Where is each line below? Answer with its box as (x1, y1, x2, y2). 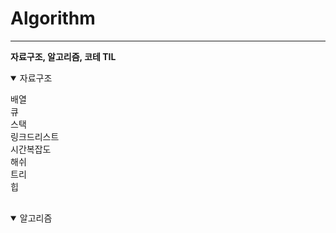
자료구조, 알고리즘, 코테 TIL (10, 50, 117, 62)
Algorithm (10, 7, 96, 30)
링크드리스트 (10, 131, 60, 142)
